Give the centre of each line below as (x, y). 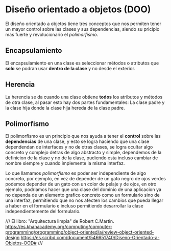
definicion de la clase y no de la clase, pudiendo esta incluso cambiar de (82, 158)
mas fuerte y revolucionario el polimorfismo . (52, 34)
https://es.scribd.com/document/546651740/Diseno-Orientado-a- (90, 238)
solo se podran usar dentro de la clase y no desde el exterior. (70, 68)
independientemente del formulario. (43, 212)
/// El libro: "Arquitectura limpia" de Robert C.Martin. (60, 221)
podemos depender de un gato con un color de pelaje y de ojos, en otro (81, 184)
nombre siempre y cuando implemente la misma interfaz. (65, 163)
